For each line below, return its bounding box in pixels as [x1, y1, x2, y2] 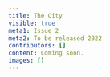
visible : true [8, 19, 56, 27]
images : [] [8, 57, 45, 65]
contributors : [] [8, 42, 67, 50]
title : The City [8, 11, 63, 20]
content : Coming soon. [8, 49, 84, 57]
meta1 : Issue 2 [8, 26, 59, 34]
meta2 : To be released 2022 [8, 34, 103, 43]
